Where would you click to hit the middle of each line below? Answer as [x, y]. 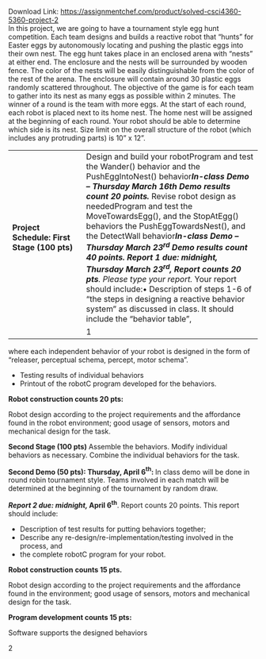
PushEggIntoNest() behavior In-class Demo [167, 176]
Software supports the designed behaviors [78, 632]
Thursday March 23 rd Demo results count [167, 247]
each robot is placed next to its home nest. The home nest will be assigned [131, 113]
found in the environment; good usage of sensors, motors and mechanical [129, 593]
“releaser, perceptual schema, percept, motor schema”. [98, 360]
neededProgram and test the [139, 206]
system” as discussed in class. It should [160, 309]
